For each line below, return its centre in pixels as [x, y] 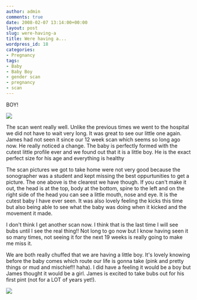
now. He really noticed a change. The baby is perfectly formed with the [92, 146]
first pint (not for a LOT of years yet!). [51, 279]
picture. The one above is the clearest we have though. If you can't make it [96, 182]
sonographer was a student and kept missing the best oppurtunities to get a [98, 176]
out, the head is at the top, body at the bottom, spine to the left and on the [95, 188]
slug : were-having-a [31, 33]
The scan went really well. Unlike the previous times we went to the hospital [98, 127]
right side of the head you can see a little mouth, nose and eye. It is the [92, 194]
